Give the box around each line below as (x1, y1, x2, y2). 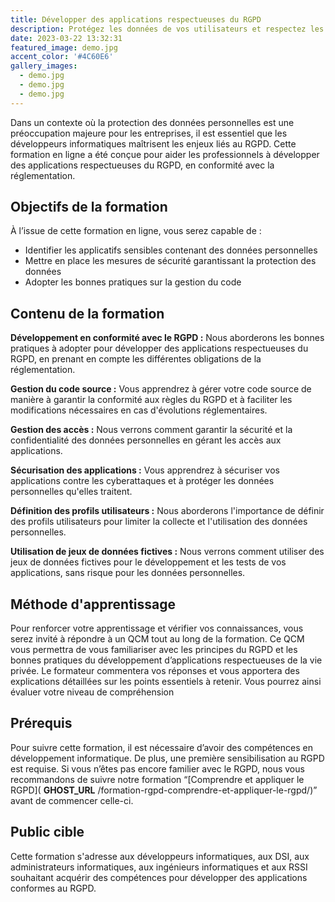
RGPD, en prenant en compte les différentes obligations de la (10, 353, 262, 365)
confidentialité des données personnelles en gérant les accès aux (10, 434, 282, 446)
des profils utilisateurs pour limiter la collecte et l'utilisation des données (10, 516, 308, 528)
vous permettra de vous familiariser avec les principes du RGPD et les (10, 644, 298, 656)
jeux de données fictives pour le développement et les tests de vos (10, 556, 287, 568)
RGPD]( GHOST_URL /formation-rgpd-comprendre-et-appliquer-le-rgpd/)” (10, 784, 318, 796)
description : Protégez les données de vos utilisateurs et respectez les (10, 24, 325, 34)
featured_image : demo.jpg (10, 42, 118, 53)
